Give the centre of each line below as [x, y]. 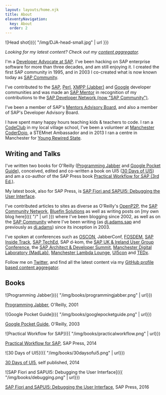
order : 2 [19, 28]
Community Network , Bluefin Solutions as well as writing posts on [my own [82, 211]
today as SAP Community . [32, 78]
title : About [19, 14]
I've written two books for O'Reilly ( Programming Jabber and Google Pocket [83, 165]
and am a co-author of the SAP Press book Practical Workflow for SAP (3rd [82, 176]
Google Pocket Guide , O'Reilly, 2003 [42, 324]
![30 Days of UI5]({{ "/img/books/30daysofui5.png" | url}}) [65, 353]
